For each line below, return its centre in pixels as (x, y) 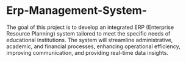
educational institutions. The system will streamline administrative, (90, 40)
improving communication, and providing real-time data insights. (88, 52)
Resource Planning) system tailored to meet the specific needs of (88, 33)
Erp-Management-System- (77, 11)
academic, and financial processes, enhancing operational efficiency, (94, 46)
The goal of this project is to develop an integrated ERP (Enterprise (90, 27)
